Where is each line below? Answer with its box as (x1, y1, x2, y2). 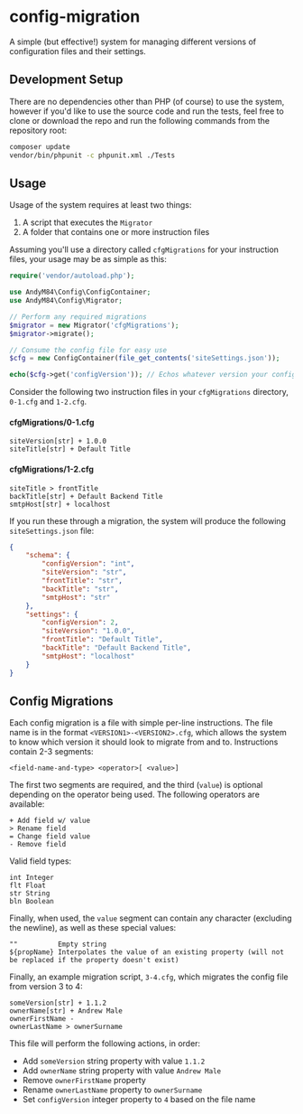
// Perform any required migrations (9, 312, 147, 322)
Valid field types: (9, 856, 72, 866)
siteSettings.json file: (9, 525, 95, 536)
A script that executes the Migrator (22, 217, 153, 228)
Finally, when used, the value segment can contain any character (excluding (9, 913, 292, 923)
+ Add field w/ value (9, 816, 91, 826)
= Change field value (9, 832, 91, 841)
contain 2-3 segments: (9, 746, 94, 757)
